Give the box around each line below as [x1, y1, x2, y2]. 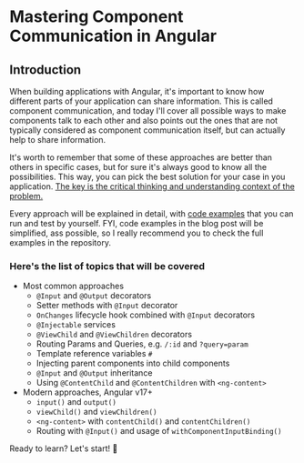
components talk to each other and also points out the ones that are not [9, 116, 279, 126]
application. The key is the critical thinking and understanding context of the [9, 181, 296, 192]
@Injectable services [35, 319, 117, 330]
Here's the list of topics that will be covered [9, 259, 206, 272]
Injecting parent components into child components [35, 357, 230, 369]
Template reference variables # [35, 348, 153, 359]
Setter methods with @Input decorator [35, 300, 178, 311]
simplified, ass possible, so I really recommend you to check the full [9, 227, 264, 238]
